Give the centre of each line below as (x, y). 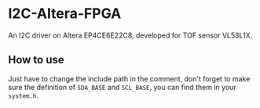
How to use (36, 60)
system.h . (24, 95)
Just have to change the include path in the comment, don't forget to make (129, 78)
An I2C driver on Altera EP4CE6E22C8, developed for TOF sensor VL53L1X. (130, 35)
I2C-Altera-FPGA (65, 14)
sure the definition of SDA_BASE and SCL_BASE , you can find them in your (123, 87)
